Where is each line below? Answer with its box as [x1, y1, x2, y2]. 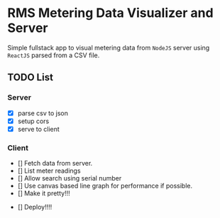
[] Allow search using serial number [17, 174, 122, 183]
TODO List [7, 71, 53, 84]
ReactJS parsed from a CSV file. [7, 51, 100, 59]
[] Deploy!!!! [17, 203, 53, 212]
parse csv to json [17, 108, 69, 117]
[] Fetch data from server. [17, 159, 93, 168]
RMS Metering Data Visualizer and [7, 5, 214, 21]
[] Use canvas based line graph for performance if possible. [17, 182, 193, 190]
